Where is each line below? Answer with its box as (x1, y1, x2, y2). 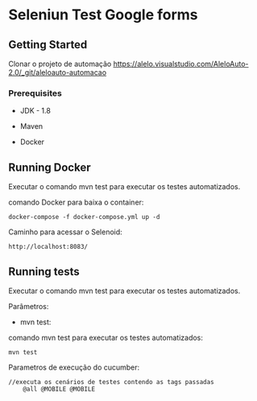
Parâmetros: (8, 301, 49, 311)
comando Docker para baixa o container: (8, 197, 144, 207)
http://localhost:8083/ (8, 243, 89, 251)
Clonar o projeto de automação (8, 59, 112, 68)
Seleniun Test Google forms (8, 6, 199, 24)
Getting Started (8, 38, 88, 52)
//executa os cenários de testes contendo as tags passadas (8, 378, 215, 386)
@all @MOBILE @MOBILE (23, 385, 95, 393)
